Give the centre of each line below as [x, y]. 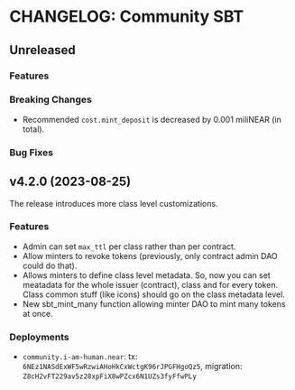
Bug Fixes [32, 153]
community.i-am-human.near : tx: [80, 357]
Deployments [39, 337]
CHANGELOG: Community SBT [127, 17]
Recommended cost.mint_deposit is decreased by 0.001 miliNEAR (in [152, 119]
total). [33, 129]
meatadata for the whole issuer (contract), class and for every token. [150, 284]
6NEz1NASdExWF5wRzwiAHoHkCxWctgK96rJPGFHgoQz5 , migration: [132, 367]
